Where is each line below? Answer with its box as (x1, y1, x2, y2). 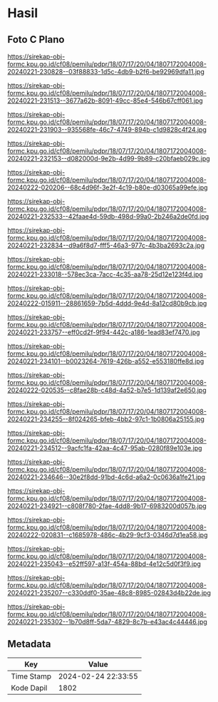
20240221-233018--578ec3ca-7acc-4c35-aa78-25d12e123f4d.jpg (7, 270, 203, 279)
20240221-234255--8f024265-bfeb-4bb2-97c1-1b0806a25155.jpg (7, 415, 205, 423)
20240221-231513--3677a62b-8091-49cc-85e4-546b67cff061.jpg (7, 96, 203, 105)
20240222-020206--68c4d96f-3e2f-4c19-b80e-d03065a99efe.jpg (7, 183, 208, 192)
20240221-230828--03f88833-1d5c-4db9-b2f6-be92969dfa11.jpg (7, 68, 204, 76)
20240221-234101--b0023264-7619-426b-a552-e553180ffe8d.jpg (7, 357, 204, 365)
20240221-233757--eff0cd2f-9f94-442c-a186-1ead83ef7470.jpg (7, 328, 201, 336)
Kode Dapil (11, 683, 48, 693)
